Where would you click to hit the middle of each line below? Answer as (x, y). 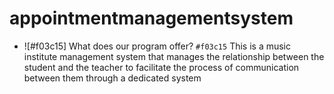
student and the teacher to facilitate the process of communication (161, 67)
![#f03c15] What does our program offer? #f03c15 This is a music (157, 46)
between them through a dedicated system (112, 78)
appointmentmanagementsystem (151, 18)
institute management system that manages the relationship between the (174, 56)
